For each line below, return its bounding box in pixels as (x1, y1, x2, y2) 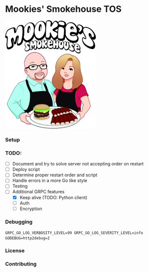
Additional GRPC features (12, 189, 65, 195)
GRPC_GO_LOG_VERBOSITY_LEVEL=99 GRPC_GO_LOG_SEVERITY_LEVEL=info (5, 230, 143, 236)
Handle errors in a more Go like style (12, 177, 88, 184)
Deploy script (12, 166, 40, 172)
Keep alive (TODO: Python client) (19, 194, 88, 200)
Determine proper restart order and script (12, 172, 98, 178)
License (5, 247, 25, 254)
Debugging (5, 218, 33, 225)
